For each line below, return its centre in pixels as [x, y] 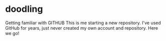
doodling [24, 9]
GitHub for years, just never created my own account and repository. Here [82, 28]
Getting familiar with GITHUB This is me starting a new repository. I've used [83, 23]
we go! [12, 33]
